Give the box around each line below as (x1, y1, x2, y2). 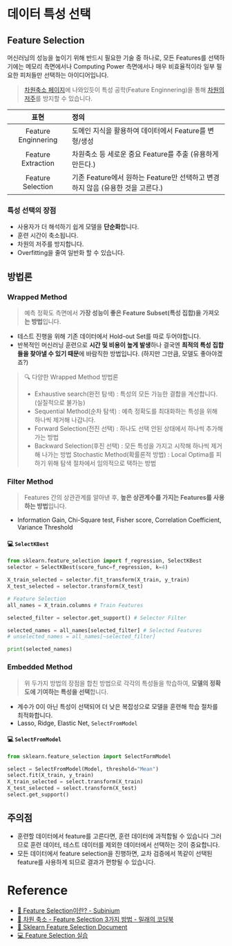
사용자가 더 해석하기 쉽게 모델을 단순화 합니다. (17, 222, 139, 231)
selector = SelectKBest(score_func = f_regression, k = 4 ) (7, 564, 168, 571)
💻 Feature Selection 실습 (17, 931, 88, 939)
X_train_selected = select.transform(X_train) (7, 778, 144, 785)
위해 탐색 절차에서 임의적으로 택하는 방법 (47, 459, 157, 467)
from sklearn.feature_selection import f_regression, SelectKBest (7, 557, 202, 565)
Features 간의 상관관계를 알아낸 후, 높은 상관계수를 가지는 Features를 (23, 493, 212, 502)
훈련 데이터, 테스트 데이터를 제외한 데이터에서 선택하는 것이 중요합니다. (30, 840, 220, 849)
